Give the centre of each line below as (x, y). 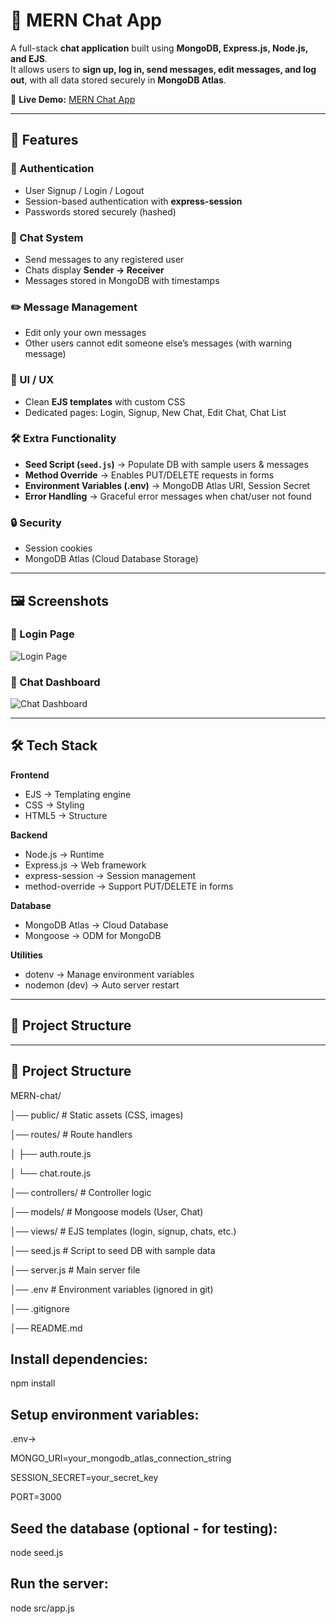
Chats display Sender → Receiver (94, 270)
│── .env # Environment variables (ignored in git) (112, 1289)
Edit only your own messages (85, 333)
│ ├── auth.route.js (51, 1153)
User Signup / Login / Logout (84, 190)
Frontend (30, 775)
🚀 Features (44, 140)
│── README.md (46, 1328)
